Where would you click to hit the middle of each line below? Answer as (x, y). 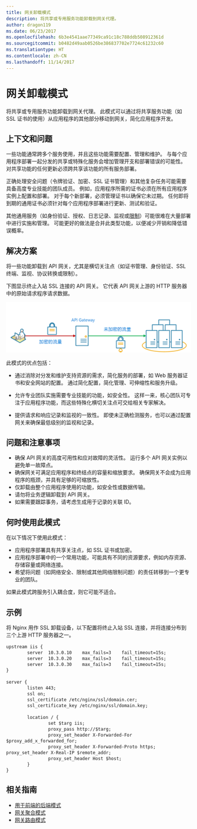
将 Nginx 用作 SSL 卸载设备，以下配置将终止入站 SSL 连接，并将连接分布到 (96, 627)
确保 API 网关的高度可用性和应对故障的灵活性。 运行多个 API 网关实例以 (101, 458)
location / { (43, 717)
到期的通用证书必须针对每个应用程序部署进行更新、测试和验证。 (83, 204)
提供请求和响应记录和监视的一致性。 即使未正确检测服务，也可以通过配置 (103, 415)
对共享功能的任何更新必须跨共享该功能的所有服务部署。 (73, 169)
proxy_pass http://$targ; (79, 729)
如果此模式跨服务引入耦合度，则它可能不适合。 (62, 592)
